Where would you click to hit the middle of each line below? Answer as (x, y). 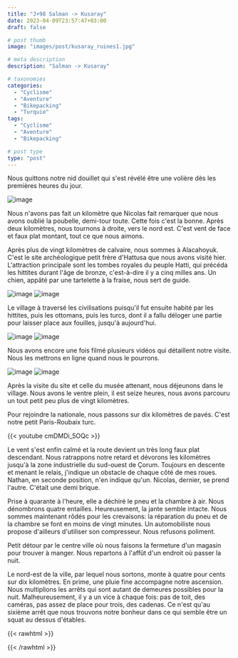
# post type (25, 151)
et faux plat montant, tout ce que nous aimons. (76, 236)
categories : (25, 85)
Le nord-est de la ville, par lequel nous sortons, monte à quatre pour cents (117, 575)
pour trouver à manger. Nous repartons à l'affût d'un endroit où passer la (114, 553)
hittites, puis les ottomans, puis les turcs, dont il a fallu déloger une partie (115, 315)
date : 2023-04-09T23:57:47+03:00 (57, 21)
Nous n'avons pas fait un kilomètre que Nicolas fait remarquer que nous (113, 214)
